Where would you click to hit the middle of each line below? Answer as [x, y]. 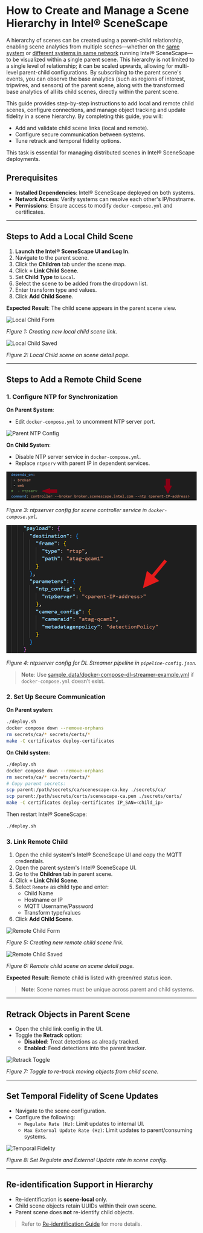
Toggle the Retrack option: [48, 1035]
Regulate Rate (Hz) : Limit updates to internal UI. [84, 1123]
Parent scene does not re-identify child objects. [75, 1212]
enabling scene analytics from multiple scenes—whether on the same [93, 47]
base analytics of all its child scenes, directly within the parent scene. [93, 91]
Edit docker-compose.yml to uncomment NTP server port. [85, 422]
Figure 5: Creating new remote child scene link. [65, 942]
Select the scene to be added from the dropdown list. [81, 283]
